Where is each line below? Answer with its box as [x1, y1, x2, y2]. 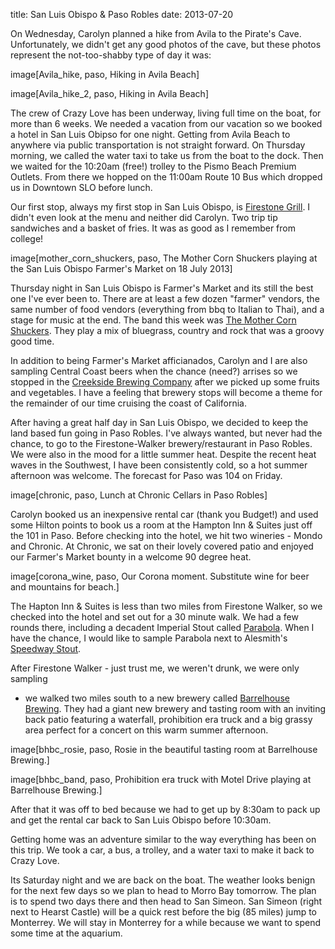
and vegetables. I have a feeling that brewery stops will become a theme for [10, 387, 323, 398]
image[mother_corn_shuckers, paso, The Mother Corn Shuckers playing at [10, 252, 318, 264]
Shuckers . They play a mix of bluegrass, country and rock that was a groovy [10, 325, 325, 336]
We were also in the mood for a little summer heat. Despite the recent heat [10, 449, 317, 460]
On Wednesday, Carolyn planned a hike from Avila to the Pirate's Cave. [10, 28, 302, 39]
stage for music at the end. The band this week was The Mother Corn [10, 314, 297, 326]
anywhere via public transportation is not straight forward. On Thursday [10, 139, 306, 151]
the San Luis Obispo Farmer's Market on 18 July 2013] [10, 263, 233, 274]
